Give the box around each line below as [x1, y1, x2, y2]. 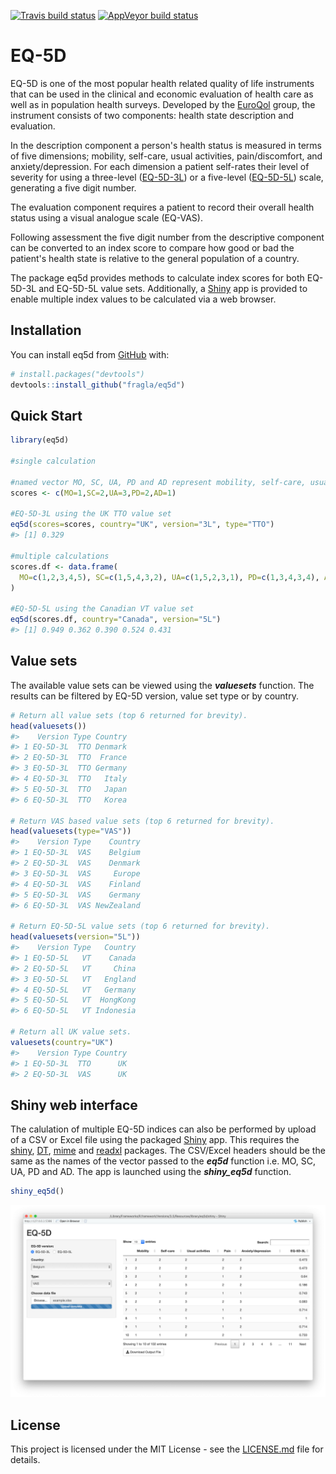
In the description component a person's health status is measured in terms [10, 139, 323, 151]
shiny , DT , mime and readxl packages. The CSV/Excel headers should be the [10, 1145, 326, 1157]
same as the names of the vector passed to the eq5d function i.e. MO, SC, [10, 1155, 317, 1167]
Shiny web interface [10, 1096, 138, 1114]
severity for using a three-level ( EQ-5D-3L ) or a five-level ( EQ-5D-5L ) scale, [10, 171, 324, 183]
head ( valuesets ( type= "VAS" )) [10, 826, 132, 837]
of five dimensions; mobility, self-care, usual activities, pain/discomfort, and [10, 150, 323, 162]
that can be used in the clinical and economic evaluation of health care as [10, 88, 314, 100]
